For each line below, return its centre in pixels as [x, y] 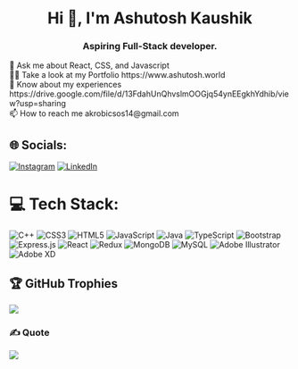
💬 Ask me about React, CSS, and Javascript [89, 65]
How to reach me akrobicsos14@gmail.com [100, 113]
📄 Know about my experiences [66, 85]
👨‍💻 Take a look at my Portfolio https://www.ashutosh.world [117, 75]
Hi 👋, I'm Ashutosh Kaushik [150, 18]
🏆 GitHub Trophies [64, 284]
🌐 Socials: [38, 145]
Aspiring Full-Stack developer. [150, 46]
